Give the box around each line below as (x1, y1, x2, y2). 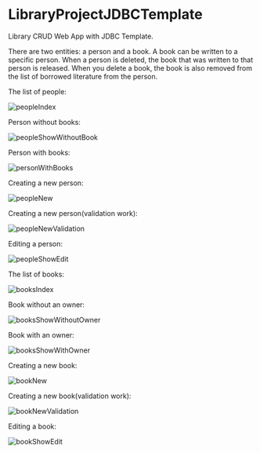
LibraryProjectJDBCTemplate (8, 5, 203, 24)
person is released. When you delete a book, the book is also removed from (8, 63, 253, 72)
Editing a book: (8, 422, 57, 431)
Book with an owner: (8, 330, 74, 339)
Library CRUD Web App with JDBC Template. (8, 31, 154, 41)
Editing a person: (8, 239, 63, 248)
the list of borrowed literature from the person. (8, 71, 158, 81)
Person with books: (8, 148, 70, 157)
